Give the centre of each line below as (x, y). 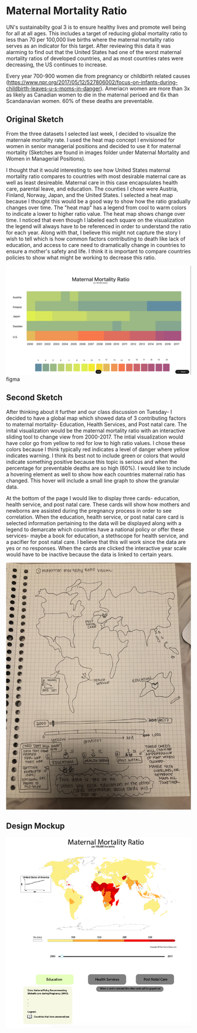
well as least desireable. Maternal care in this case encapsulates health (92, 182)
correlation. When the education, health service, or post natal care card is (95, 517)
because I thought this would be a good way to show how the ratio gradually (98, 201)
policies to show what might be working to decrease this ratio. (81, 258)
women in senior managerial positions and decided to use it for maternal (93, 146)
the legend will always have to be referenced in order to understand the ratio (98, 226)
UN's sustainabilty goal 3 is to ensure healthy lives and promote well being (96, 27)
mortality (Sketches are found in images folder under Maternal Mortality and (98, 152)
